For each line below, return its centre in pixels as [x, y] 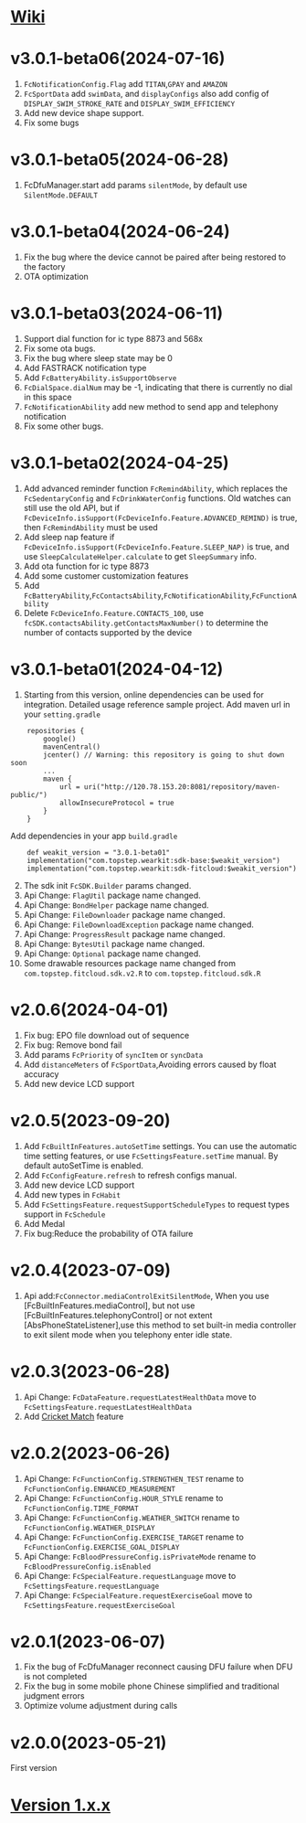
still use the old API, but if [72, 507]
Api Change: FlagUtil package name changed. [112, 895]
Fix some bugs [52, 123]
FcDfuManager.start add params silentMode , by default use [135, 186]
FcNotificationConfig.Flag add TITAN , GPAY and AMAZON [125, 84]
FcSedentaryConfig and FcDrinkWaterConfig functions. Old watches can [157, 498]
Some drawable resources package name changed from [130, 963]
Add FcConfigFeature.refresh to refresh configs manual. [130, 1175]
